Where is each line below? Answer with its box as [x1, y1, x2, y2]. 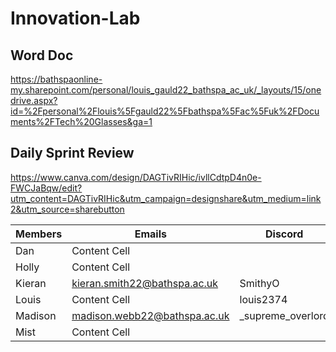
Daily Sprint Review [10, 145, 135, 162]
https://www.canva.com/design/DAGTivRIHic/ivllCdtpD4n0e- [10, 171, 262, 183]
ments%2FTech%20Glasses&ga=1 [10, 116, 153, 127]
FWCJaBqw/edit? [10, 182, 83, 194]
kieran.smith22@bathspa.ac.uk [71, 276, 219, 290]
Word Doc [10, 47, 74, 64]
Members [15, 227, 63, 241]
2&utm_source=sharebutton [10, 203, 125, 215]
